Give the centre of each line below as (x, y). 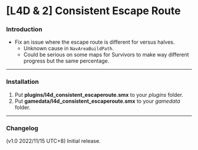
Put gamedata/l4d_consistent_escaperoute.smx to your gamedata (98, 101)
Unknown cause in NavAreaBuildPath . (69, 48)
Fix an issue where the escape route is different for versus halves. (95, 42)
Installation (23, 82)
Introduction (24, 30)
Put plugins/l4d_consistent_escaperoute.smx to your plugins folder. (99, 94)
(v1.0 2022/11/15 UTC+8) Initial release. (54, 141)
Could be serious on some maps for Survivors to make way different (106, 55)
